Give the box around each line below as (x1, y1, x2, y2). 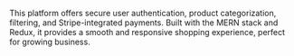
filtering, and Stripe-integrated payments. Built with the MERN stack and (9, 17, 279, 28)
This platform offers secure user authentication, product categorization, (9, 8, 277, 18)
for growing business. (9, 36, 90, 47)
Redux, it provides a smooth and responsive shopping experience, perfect (9, 27, 286, 37)
